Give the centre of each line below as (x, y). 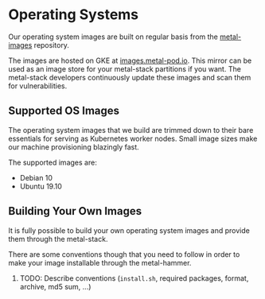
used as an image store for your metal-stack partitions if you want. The (125, 68)
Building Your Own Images (75, 211)
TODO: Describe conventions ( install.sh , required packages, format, (134, 278)
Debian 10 (36, 177)
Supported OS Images (64, 111)
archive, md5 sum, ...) (55, 286)
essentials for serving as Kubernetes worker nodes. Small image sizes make (133, 138)
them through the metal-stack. (58, 239)
